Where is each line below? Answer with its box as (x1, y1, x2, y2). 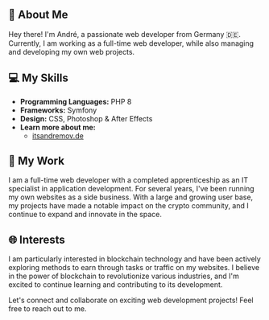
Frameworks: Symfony (19, 105, 97, 115)
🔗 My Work (8, 154, 64, 168)
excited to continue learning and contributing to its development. (8, 280, 223, 289)
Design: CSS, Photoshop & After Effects (19, 113, 153, 123)
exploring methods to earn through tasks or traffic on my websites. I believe (8, 263, 260, 273)
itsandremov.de (31, 130, 85, 141)
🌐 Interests (8, 232, 66, 246)
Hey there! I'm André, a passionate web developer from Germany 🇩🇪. (8, 29, 242, 39)
